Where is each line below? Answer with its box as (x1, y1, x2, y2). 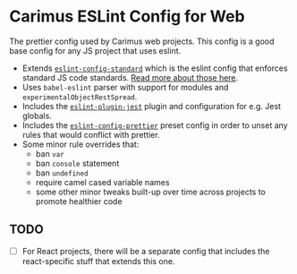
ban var (35, 148, 64, 158)
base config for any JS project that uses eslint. (9, 45, 182, 56)
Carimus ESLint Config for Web (9, 6, 245, 27)
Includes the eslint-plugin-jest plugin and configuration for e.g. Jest (21, 100, 282, 111)
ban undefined (35, 167, 89, 178)
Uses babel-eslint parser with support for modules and (21, 81, 229, 92)
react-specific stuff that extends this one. (21, 255, 175, 266)
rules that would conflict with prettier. (21, 129, 160, 140)
